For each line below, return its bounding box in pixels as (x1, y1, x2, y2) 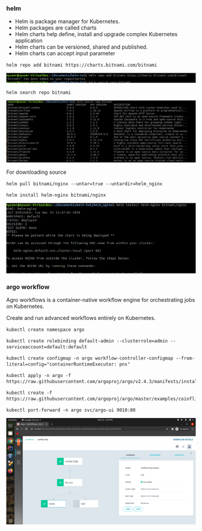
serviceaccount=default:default (6, 344, 87, 350)
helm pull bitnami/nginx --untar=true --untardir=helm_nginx (6, 181, 163, 187)
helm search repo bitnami (6, 90, 71, 96)
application (14, 37, 43, 45)
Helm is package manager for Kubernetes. (14, 18, 120, 25)
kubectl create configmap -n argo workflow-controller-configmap (6, 355, 173, 361)
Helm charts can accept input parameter (14, 50, 115, 57)
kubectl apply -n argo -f (6, 372, 71, 378)
